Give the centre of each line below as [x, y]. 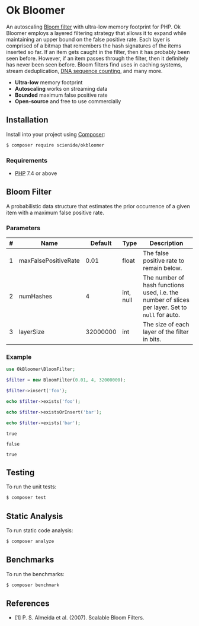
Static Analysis [35, 516]
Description [166, 243]
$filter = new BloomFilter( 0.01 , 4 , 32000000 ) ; [66, 380]
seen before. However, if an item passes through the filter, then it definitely [97, 58]
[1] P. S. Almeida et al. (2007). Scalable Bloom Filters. [79, 618]
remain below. [163, 268]
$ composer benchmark [33, 585]
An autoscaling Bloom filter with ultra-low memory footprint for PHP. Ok [94, 27]
